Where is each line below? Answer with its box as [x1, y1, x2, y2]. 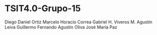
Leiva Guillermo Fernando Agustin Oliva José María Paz [4, 24, 118, 30]
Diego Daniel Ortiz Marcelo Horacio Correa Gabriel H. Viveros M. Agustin [4, 19, 153, 25]
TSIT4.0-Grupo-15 [4, 3, 81, 14]
